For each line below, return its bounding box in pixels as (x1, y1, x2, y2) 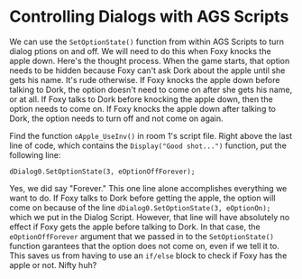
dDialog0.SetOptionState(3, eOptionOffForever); (9, 167, 196, 176)
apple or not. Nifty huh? (9, 259, 97, 270)
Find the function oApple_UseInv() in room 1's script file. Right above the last (9, 130, 293, 141)
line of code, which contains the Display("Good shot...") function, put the (9, 140, 287, 151)
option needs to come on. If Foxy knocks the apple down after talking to (9, 103, 277, 114)
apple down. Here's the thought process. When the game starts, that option (9, 55, 290, 66)
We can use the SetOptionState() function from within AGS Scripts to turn (9, 36, 285, 47)
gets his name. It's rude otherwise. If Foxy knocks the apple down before (9, 74, 280, 85)
